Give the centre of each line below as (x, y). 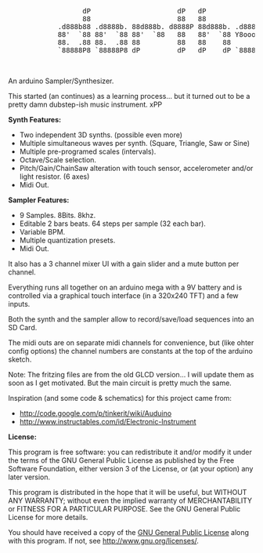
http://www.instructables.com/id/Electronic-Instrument (108, 422)
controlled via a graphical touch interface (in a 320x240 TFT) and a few (123, 296)
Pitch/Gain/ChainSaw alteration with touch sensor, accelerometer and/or (136, 168)
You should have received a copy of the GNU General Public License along (128, 532)
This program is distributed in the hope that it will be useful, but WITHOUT (128, 492)
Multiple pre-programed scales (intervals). (88, 151)
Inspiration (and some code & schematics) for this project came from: (120, 398)
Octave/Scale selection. (58, 160)
